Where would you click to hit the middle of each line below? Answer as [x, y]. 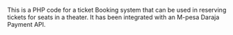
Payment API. [27, 24]
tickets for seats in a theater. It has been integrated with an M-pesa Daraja [113, 17]
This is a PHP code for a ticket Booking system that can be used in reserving [117, 10]
